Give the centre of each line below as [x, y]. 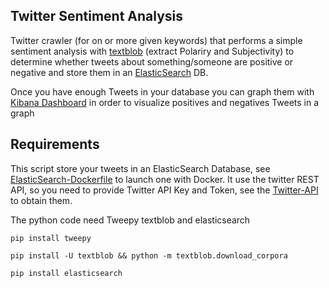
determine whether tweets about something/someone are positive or [152, 61]
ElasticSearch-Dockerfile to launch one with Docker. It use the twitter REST [165, 179]
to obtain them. [41, 200]
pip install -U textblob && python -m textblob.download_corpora [149, 255]
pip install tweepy [51, 238]
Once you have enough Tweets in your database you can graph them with [162, 91]
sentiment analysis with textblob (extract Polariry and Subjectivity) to [152, 51]
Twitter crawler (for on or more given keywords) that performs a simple [156, 40]
